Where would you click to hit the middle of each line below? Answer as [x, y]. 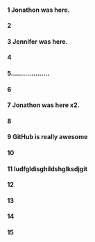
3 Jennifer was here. [37, 41]
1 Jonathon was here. [39, 10]
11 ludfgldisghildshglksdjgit [47, 169]
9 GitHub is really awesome [47, 137]
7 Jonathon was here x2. [43, 105]
